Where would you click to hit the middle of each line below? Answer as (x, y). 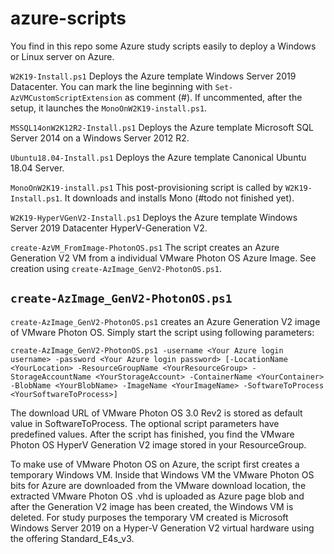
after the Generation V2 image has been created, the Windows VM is (152, 506)
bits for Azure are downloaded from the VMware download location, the (158, 485)
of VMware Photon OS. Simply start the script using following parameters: (162, 332)
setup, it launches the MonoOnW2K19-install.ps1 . (109, 108)
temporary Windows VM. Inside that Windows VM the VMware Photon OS (162, 474)
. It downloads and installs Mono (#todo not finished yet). (177, 198)
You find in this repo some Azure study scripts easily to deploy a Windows (163, 46)
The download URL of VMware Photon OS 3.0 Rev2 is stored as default (156, 413)
